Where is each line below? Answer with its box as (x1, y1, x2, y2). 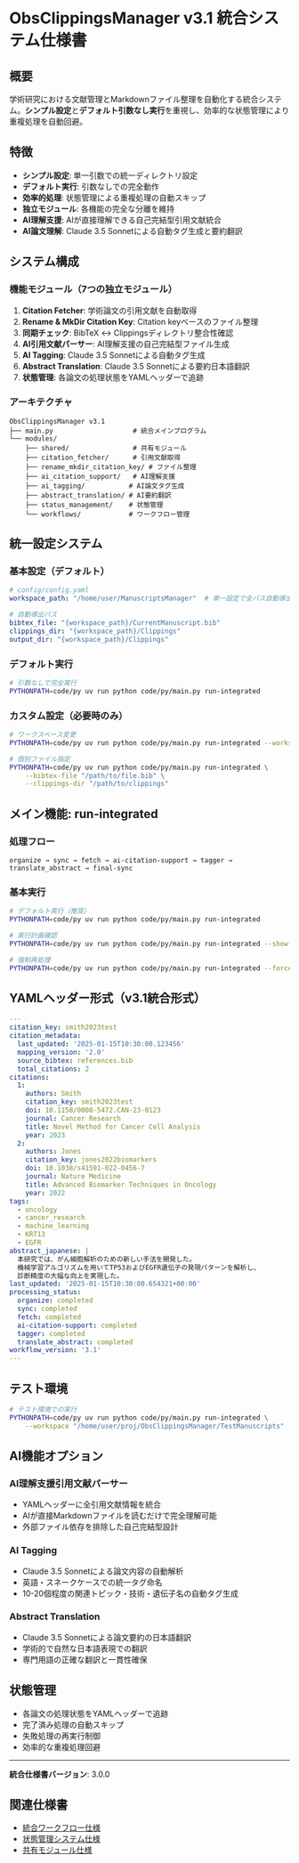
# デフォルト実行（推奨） (9, 907, 91, 916)
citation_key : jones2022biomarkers (25, 1155, 158, 1164)
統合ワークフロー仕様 (21, 1822, 101, 1834)
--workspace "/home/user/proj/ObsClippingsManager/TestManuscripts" (25, 1422, 285, 1430)
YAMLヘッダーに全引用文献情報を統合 (21, 1499, 162, 1510)
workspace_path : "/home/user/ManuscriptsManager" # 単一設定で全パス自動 (9, 594, 279, 603)
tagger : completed (17, 1329, 86, 1338)
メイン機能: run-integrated (9, 806, 158, 822)
